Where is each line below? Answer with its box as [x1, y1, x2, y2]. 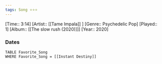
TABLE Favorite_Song [5, 50, 48, 55]
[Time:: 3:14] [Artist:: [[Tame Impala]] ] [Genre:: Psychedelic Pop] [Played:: [5, 21, 158, 27]
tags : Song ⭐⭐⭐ [5, 7, 38, 12]
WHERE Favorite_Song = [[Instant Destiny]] [5, 54, 97, 59]
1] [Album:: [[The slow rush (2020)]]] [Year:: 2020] [5, 26, 109, 32]
